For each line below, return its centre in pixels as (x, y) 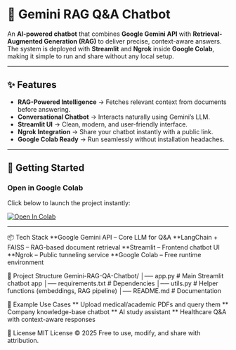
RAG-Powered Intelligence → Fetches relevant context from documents (122, 102)
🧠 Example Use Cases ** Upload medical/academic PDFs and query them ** (118, 304)
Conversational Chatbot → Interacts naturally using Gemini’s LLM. (114, 117)
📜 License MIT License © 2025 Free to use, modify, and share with (104, 333)
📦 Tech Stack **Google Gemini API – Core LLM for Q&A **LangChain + (113, 238)
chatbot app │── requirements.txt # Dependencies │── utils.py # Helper (113, 283)
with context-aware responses (52, 320)
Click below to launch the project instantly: (69, 203)
